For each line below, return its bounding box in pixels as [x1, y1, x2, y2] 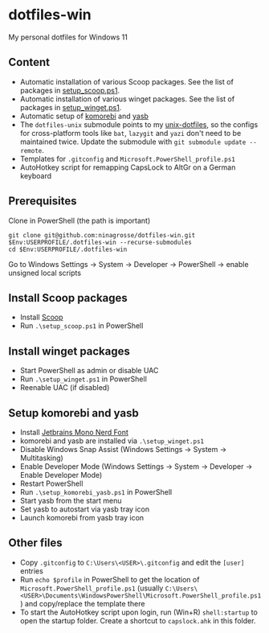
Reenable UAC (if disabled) [19, 383, 110, 393]
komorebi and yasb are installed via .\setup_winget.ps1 [19, 436, 205, 446]
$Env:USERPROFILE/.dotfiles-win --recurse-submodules [8, 238, 193, 246]
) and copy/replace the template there [19, 598, 145, 608]
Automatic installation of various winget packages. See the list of [19, 94, 235, 104]
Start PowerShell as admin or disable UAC [19, 366, 159, 376]
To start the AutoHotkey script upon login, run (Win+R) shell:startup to [19, 607, 259, 617]
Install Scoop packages [8, 291, 128, 305]
